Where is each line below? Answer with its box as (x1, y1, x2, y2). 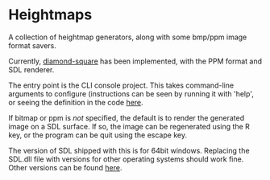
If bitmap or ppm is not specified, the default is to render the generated (8, 112, 245, 122)
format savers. (8, 40, 56, 50)
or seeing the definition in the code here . (8, 97, 143, 107)
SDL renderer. (8, 64, 55, 74)
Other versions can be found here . (8, 162, 123, 172)
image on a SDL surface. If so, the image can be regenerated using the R (8, 121, 250, 131)
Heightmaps (8, 6, 93, 24)
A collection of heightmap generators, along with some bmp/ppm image (8, 32, 247, 42)
